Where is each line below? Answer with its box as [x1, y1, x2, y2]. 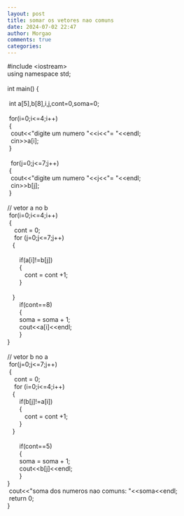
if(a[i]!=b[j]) [19, 256, 53, 264]
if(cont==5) [19, 442, 52, 450]
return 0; [8, 494, 34, 502]
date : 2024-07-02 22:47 [7, 23, 77, 30]
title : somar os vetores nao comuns [7, 17, 114, 24]
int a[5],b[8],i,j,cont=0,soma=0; [8, 100, 100, 107]
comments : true [7, 36, 52, 43]
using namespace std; [7, 69, 71, 78]
